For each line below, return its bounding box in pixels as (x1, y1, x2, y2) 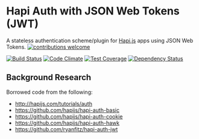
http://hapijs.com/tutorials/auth (14, 100, 92, 107)
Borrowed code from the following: (6, 88, 93, 96)
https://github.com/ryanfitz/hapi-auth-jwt (14, 125, 118, 133)
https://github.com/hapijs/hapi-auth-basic (14, 107, 119, 114)
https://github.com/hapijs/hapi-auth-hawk (14, 119, 119, 126)
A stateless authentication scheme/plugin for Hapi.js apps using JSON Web (6, 37, 194, 44)
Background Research (6, 72, 92, 82)
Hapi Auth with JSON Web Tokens (6, 4, 180, 18)
